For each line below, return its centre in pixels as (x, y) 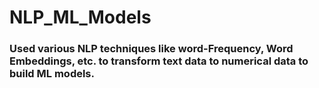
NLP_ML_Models (80, 17)
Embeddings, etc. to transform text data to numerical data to (159, 61)
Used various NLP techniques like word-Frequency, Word (151, 49)
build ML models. (52, 74)
